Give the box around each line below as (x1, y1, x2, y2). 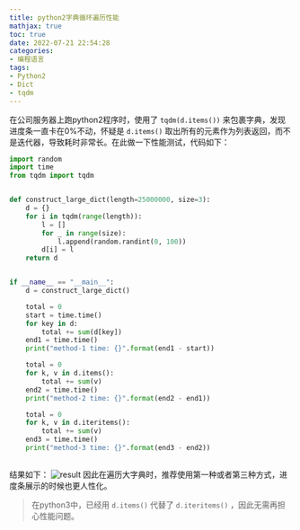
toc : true (9, 30, 47, 39)
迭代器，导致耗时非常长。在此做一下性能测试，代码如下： (16, 137, 230, 147)
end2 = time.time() (25, 385, 99, 394)
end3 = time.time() (25, 435, 99, 445)
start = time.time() (25, 311, 102, 320)
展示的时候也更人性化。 (24, 480, 112, 490)
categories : (9, 47, 54, 56)
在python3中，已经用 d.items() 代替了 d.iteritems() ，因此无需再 (31, 499, 278, 510)
